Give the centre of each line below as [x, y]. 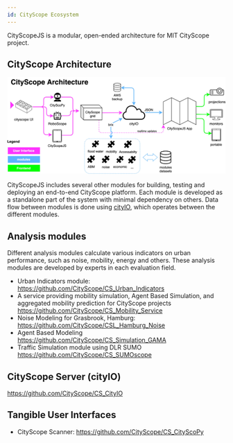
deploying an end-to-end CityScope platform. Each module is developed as [115, 192]
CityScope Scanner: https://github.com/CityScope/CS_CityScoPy [111, 432]
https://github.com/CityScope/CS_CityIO [65, 393]
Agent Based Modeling [50, 333]
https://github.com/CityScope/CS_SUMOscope [85, 355]
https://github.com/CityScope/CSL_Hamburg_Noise [91, 325]
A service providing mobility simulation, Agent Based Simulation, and [115, 296]
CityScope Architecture [60, 65]
